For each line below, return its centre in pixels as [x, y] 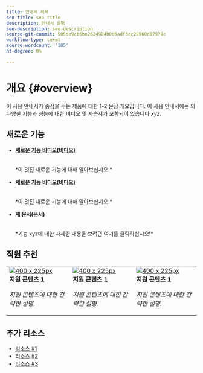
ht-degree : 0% [24, 51]
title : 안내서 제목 [27, 12]
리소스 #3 [26, 364]
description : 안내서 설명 [36, 23]
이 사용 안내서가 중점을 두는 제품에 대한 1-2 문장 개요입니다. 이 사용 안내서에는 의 [101, 106]
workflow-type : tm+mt [34, 40]
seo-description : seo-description [50, 29]
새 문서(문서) [30, 214]
